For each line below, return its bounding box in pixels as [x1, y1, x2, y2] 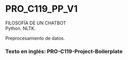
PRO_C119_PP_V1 [5, 3, 78, 15]
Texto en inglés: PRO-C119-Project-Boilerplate [5, 48, 123, 55]
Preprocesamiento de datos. [5, 35, 65, 41]
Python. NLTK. [5, 25, 36, 31]
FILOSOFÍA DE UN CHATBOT [5, 20, 67, 26]
